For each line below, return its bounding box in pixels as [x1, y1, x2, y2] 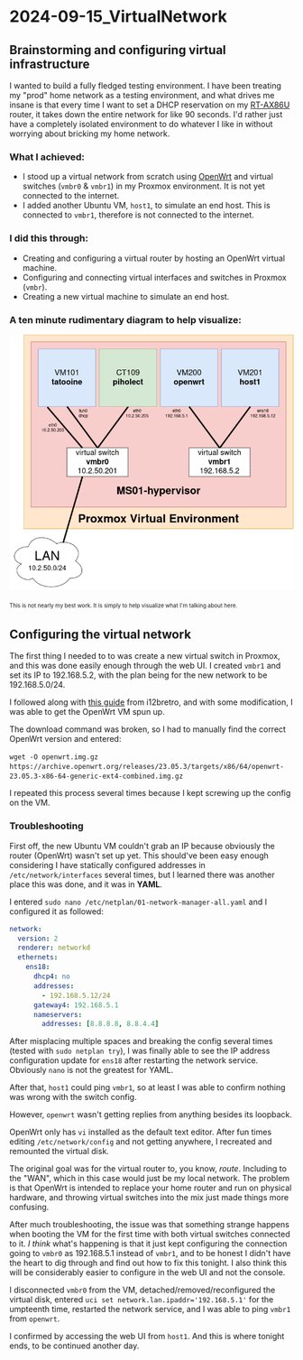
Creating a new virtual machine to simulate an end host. [22, 291, 230, 301]
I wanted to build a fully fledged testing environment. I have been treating [9, 80, 282, 91]
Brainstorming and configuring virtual [9, 42, 227, 58]
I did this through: [9, 232, 88, 245]
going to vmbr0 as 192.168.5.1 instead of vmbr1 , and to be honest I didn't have [9, 1248, 291, 1259]
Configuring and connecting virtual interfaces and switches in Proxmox [22, 272, 287, 282]
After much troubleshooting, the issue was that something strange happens [9, 1219, 290, 1230]
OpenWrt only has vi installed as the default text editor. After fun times [9, 1126, 272, 1138]
